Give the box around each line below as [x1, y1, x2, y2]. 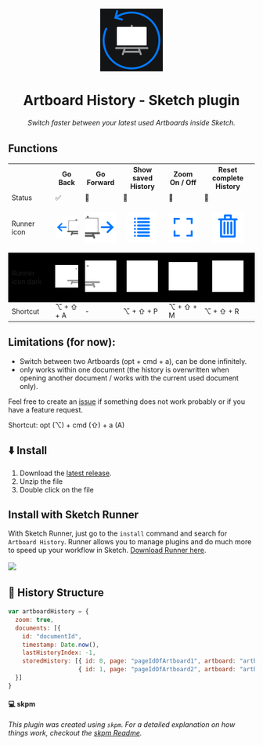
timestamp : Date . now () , [22, 641, 100, 649]
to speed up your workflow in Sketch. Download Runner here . [8, 546, 207, 555]
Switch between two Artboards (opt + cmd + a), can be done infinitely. [19, 356, 247, 365]
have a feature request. [8, 405, 84, 414]
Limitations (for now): [8, 336, 116, 349]
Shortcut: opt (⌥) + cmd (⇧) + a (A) [8, 420, 125, 430]
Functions [8, 142, 59, 155]
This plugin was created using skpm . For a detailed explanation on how [8, 720, 236, 729]
